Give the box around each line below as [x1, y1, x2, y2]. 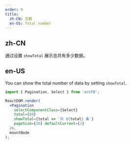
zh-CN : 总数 [9, 16, 33, 21]
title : [5, 12, 19, 17]
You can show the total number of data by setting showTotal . [5, 80, 127, 86]
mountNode [9, 130, 29, 135]
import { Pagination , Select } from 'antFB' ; [5, 89, 100, 95]
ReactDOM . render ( [5, 98, 41, 103]
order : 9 [5, 7, 23, 12]
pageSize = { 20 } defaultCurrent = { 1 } [14, 121, 84, 126]
